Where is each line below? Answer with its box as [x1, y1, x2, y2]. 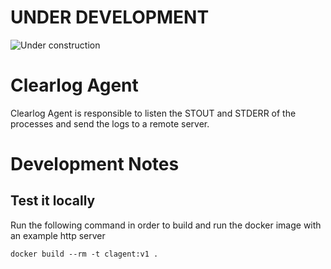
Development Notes [10, 153, 180, 176]
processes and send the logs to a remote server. [10, 117, 210, 130]
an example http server [10, 229, 106, 241]
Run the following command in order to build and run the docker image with [10, 219, 322, 231]
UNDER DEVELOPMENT [10, 6, 210, 29]
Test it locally [10, 192, 96, 210]
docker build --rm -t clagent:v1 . [10, 249, 159, 259]
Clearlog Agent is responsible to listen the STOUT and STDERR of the [10, 107, 297, 119]
